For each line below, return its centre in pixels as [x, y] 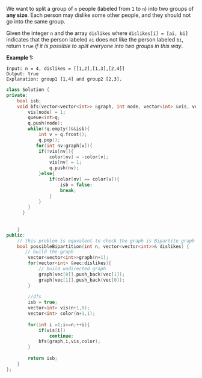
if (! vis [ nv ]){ [56, 151]
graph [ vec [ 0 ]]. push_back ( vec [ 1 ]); [81, 274]
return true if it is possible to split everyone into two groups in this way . [95, 46]
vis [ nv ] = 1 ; [66, 163]
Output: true [23, 74]
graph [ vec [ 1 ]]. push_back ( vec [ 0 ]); [81, 280]
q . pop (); [49, 140]
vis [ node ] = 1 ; [47, 112]
